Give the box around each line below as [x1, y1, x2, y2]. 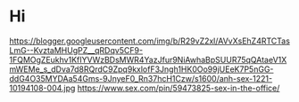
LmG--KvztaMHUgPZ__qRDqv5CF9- [9, 44, 144, 55]
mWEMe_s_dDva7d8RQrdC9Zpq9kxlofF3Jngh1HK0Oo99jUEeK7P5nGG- [9, 64, 274, 75]
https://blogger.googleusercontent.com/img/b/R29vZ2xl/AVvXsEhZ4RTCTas [9, 35, 290, 46]
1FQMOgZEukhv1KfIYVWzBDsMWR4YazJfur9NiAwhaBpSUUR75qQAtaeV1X [9, 54, 287, 65]
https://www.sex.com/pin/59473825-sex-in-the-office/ [77, 82, 280, 93]
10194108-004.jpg [9, 82, 76, 93]
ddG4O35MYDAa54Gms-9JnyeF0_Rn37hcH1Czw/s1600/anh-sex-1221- [9, 73, 273, 83]
